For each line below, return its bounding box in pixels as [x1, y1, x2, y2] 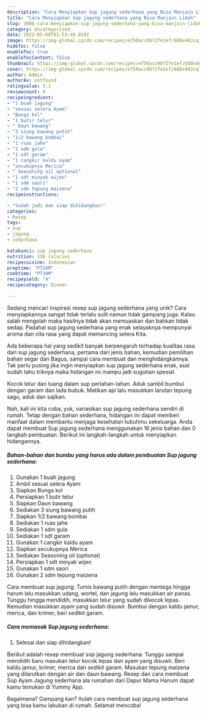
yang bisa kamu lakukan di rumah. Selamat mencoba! [7, 702, 142, 709]
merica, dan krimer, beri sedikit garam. [7, 609, 105, 616]
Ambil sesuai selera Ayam [15, 480, 81, 487]
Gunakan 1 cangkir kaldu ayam [15, 538, 94, 546]
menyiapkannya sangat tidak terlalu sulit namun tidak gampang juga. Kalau [7, 310, 195, 318]
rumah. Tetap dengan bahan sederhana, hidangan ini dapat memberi [7, 411, 180, 419]
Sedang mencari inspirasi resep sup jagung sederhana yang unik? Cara [7, 304, 187, 312]
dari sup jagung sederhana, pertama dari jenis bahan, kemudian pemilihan [7, 348, 194, 356]
